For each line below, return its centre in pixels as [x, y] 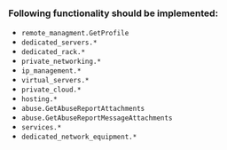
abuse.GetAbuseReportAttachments [83, 109]
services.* [41, 128]
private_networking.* [61, 62]
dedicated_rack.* [53, 52]
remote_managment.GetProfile [75, 34]
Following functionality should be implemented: [113, 13]
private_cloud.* [51, 90]
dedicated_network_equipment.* [79, 137]
